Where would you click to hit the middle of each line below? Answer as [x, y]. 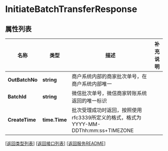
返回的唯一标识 [89, 101]
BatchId [17, 97]
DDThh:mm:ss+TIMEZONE [103, 130]
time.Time [54, 120]
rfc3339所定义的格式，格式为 [106, 117]
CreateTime [22, 120]
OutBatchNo [23, 80]
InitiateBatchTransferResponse [71, 9]
